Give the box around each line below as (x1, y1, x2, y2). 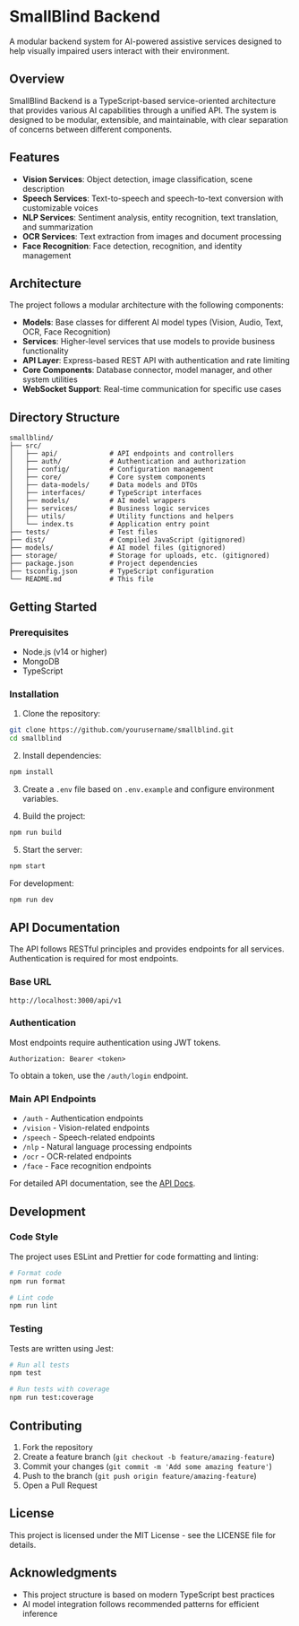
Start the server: (21, 844, 83, 855)
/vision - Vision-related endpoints (21, 1123, 150, 1134)
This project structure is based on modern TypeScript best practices (21, 1589, 275, 1600)
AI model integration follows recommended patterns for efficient (21, 1598, 260, 1609)
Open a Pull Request (21, 1480, 98, 1491)
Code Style (9, 1230, 59, 1243)
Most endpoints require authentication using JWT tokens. (9, 1037, 221, 1048)
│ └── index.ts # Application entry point (9, 520, 210, 529)
